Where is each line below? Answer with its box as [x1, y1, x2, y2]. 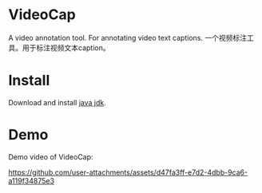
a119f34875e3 [8, 175, 54, 185]
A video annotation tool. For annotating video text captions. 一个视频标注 [8, 33, 248, 42]
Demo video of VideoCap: [8, 152, 93, 161]
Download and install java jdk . [8, 97, 106, 107]
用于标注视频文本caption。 [22, 42, 110, 53]
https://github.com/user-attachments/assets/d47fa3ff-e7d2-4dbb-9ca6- [8, 167, 248, 177]
